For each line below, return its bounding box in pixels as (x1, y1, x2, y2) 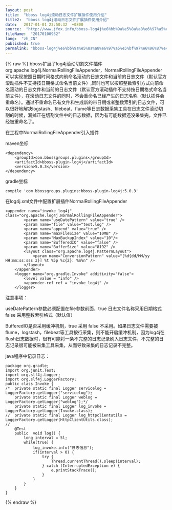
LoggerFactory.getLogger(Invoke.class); (5, 408, 93, 413)
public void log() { (14, 430, 60, 436)
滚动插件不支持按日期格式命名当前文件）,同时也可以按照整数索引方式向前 (5, 80, 160, 86)
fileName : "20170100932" (5, 31, 60, 37)
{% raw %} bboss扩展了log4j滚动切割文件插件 (5, 60, 102, 67)
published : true (5, 41, 40, 46)
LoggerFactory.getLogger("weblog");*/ (5, 399, 88, 404)
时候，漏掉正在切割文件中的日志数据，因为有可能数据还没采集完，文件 (14, 112, 162, 118)
